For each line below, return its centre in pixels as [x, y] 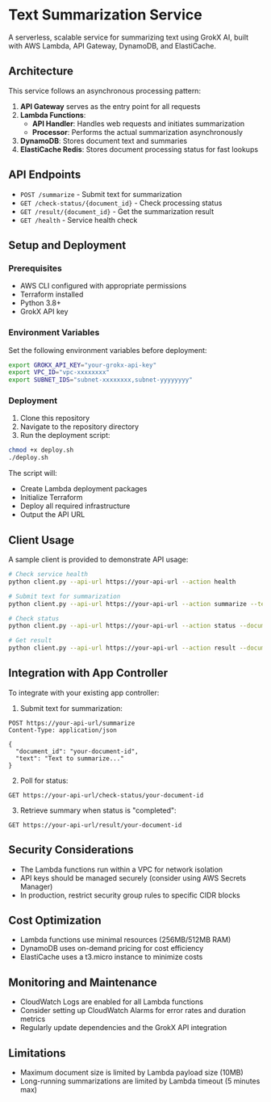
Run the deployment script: [65, 435]
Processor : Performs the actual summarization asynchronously [138, 132]
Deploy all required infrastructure [75, 506]
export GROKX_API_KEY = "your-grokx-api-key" [83, 365]
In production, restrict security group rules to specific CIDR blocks [130, 895]
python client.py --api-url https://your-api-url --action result [122, 648]
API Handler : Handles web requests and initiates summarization [138, 124]
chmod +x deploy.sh [41, 450]
